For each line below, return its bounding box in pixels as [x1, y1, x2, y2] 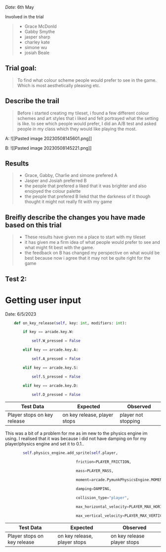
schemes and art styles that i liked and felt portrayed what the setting [17, 115, 159, 121]
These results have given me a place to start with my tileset [24, 234, 146, 240]
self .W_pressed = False [31, 338, 81, 343]
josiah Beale [24, 50, 50, 55]
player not [120, 411, 143, 418]
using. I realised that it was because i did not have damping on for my [5, 436, 147, 442]
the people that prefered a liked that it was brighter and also [24, 183, 147, 189]
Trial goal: [5, 64, 37, 72]
